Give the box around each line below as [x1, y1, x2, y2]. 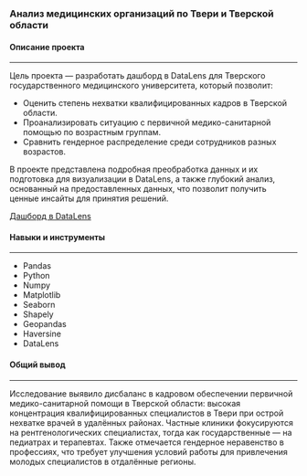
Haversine [22, 328, 62, 340]
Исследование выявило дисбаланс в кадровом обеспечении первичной [9, 387, 293, 399]
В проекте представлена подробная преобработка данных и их [9, 164, 259, 175]
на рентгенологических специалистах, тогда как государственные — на [9, 427, 292, 438]
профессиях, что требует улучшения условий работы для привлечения [9, 446, 288, 457]
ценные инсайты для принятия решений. [9, 193, 169, 204]
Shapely [22, 309, 54, 320]
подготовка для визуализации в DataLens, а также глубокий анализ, [9, 174, 276, 185]
